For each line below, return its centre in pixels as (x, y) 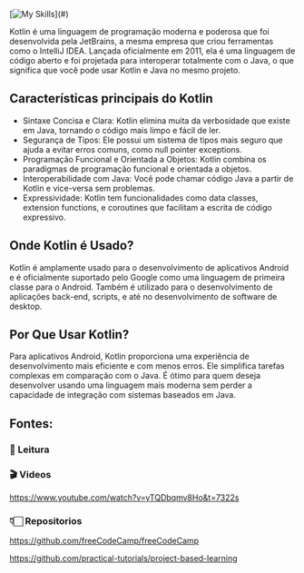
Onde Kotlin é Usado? (72, 246)
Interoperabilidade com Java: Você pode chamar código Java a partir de (158, 178)
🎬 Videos (30, 474)
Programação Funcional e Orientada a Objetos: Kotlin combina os (144, 159)
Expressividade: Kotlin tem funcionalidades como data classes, (140, 198)
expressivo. (44, 217)
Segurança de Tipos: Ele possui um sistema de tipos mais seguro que (152, 140)
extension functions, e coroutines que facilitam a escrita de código (147, 207)
